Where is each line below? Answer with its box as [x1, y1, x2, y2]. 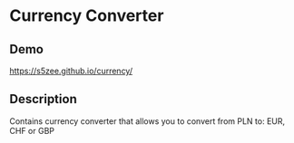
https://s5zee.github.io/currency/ [9, 65, 133, 76]
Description [9, 91, 77, 107]
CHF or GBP [9, 125, 54, 136]
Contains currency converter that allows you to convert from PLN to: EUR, [9, 115, 286, 127]
